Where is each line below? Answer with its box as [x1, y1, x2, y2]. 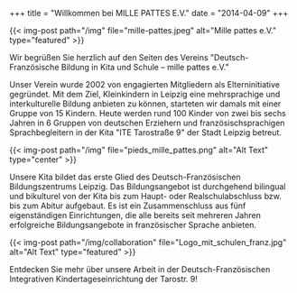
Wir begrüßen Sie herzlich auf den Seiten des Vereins [9, 52, 209, 62]
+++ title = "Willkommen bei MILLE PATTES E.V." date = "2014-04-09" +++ [9, 8, 289, 18]
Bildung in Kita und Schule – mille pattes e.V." [60, 62, 229, 72]
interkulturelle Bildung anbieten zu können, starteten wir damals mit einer [9, 98, 282, 109]
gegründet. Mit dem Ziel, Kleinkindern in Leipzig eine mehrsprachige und [9, 89, 281, 99]
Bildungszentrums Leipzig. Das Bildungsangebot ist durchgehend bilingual [9, 181, 286, 192]
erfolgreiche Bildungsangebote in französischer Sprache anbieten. [9, 220, 257, 230]
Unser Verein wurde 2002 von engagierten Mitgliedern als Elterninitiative [9, 79, 281, 89]
